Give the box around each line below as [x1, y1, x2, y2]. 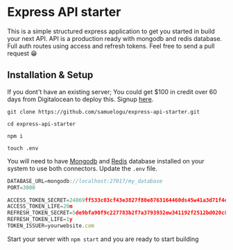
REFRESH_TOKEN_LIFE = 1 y [7, 216, 73, 223]
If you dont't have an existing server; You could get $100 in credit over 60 [7, 87, 217, 96]
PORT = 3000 [7, 184, 36, 191]
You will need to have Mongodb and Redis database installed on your [7, 157, 205, 165]
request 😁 [7, 49, 37, 57]
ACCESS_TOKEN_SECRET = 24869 [7, 197, 85, 204]
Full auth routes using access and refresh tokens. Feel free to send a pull [7, 42, 215, 50]
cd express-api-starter [7, 120, 76, 127]
